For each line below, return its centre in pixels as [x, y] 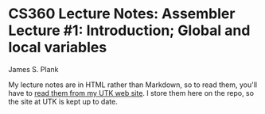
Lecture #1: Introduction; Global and [129, 30]
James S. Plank [33, 69]
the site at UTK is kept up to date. [63, 101]
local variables [58, 47]
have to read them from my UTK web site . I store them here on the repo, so [131, 93]
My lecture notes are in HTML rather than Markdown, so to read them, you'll [132, 85]
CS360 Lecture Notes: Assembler [122, 14]
